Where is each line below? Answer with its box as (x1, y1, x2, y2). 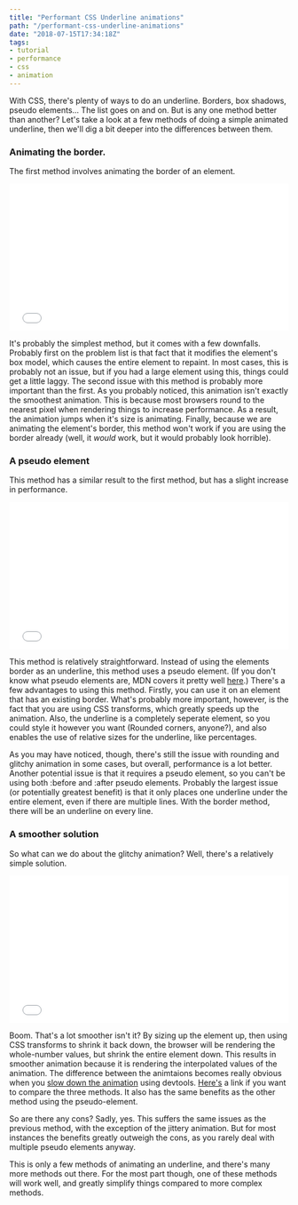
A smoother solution (9, 828, 99, 841)
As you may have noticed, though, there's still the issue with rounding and (9, 749, 279, 760)
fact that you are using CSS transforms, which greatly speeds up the (9, 704, 260, 714)
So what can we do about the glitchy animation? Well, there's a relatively (9, 848, 274, 858)
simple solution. (9, 858, 67, 868)
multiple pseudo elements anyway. (9, 1141, 136, 1152)
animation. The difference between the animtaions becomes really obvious (9, 1067, 282, 1078)
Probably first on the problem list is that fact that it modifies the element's (9, 347, 278, 358)
